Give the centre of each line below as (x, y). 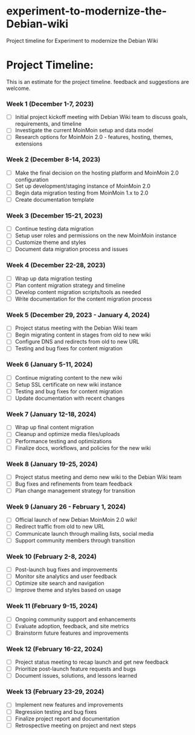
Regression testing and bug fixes (56, 711)
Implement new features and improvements (69, 705)
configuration (32, 179)
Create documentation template (55, 199)
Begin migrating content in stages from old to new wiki (83, 335)
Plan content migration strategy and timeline (70, 285)
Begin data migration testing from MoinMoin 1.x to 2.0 (82, 193)
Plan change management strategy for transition (75, 491)
